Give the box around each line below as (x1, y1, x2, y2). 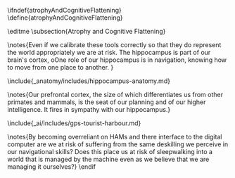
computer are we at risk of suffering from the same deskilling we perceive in (7, 140, 229, 148)
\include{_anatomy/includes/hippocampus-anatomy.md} (7, 77, 171, 85)
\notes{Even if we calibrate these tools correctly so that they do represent (7, 41, 222, 49)
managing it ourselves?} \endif (7, 163, 96, 171)
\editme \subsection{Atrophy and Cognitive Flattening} (7, 27, 166, 35)
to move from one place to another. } (7, 63, 114, 71)
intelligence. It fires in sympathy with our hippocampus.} (7, 106, 171, 113)
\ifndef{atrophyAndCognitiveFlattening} (7, 6, 122, 14)
